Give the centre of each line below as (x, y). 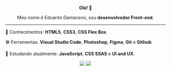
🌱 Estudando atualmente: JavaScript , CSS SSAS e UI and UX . (70, 54)
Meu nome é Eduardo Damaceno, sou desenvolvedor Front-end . (85, 17)
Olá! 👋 (85, 8)
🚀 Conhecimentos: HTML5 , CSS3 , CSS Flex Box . (56, 32)
